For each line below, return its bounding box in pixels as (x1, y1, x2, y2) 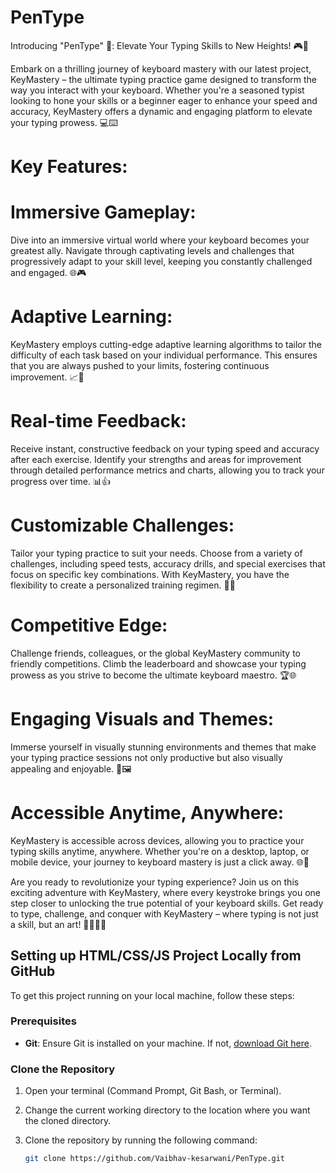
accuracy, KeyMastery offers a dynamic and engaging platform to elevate (10, 105, 313, 117)
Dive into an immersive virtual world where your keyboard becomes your (10, 234, 310, 246)
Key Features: (10, 156, 128, 178)
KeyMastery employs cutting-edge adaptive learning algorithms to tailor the (10, 339, 322, 350)
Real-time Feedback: (10, 410, 187, 433)
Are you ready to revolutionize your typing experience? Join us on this (10, 876, 300, 888)
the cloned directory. (24, 1115, 112, 1127)
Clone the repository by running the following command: (24, 1134, 258, 1146)
